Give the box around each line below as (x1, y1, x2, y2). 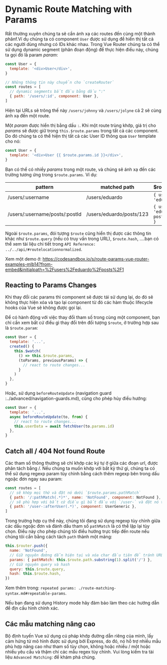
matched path (100, 183, 135, 190)
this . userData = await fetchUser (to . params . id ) (14, 423, 114, 429)
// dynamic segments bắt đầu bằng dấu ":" (9, 89, 106, 94)
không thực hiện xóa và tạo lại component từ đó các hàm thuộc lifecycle (5, 300, 153, 306)
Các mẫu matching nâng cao (5, 620, 95, 628)
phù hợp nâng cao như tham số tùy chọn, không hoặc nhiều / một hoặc (5, 644, 151, 650)
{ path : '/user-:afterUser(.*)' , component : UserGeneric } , (9, 504, 137, 509)
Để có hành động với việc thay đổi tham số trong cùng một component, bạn (5, 315, 160, 321)
